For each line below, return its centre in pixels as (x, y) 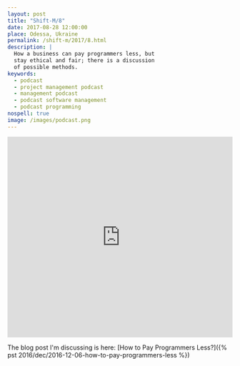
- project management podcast (59, 87)
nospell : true (29, 113)
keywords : (22, 73)
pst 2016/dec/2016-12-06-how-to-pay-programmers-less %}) (99, 355)
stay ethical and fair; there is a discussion (84, 61)
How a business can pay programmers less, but (84, 54)
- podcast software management (60, 101)
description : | (30, 47)
